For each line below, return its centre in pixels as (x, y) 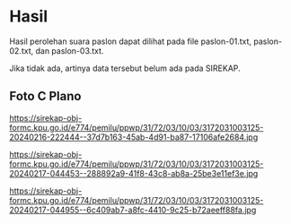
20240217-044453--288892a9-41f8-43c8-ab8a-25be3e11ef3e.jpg (134, 173)
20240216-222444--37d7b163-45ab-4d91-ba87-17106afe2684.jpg (134, 137)
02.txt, (22, 50)
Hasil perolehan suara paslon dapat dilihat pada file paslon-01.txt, (131, 41)
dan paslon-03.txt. (70, 50)
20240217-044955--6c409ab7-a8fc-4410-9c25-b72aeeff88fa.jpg (133, 210)
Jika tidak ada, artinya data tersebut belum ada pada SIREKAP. (125, 68)
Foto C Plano (45, 96)
